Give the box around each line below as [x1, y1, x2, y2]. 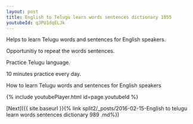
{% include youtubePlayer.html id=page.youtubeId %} [6, 93, 139, 101]
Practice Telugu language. [6, 59, 70, 66]
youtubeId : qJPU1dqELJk [6, 20, 66, 26]
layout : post [6, 8, 39, 15]
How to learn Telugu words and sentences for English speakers [6, 82, 162, 89]
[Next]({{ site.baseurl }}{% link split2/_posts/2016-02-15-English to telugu [6, 105, 188, 112]
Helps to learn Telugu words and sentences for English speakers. [6, 36, 166, 43]
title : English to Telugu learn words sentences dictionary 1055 [6, 14, 172, 20]
